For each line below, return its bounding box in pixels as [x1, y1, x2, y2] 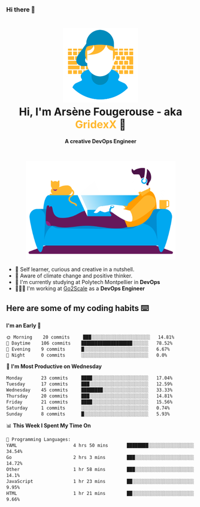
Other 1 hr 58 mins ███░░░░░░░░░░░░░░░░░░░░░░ [6, 467, 195, 473]
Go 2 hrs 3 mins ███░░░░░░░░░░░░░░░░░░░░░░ [6, 455, 195, 461]
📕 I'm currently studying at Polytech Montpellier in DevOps [14, 279, 160, 286]
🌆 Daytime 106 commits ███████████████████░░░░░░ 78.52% [6, 340, 172, 346]
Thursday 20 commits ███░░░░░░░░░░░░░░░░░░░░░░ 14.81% [6, 393, 172, 399]
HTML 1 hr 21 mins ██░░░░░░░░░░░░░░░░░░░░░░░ [6, 491, 195, 497]
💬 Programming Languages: [6, 437, 71, 443]
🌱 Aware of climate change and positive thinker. [14, 272, 133, 279]
